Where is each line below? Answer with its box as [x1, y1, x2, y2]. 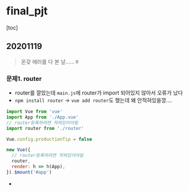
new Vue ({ [6, 147, 31, 153]
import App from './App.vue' [6, 114, 79, 120]
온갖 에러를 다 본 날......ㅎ [20, 58, 80, 65]
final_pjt [6, 4, 48, 18]
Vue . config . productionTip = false [6, 136, 93, 142]
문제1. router [6, 74, 42, 83]
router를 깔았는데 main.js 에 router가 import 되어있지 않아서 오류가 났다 [14, 89, 184, 96]
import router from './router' [6, 125, 84, 131]
